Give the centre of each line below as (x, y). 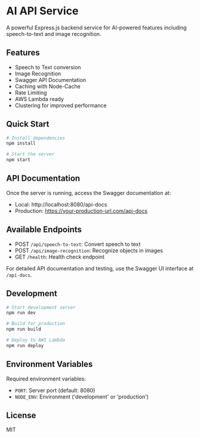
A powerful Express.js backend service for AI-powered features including (96, 28)
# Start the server (30, 154)
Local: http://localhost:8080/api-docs (61, 204)
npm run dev (21, 313)
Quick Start (28, 124)
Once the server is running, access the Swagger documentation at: (89, 193)
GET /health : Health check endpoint (59, 257)
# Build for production (36, 324)
